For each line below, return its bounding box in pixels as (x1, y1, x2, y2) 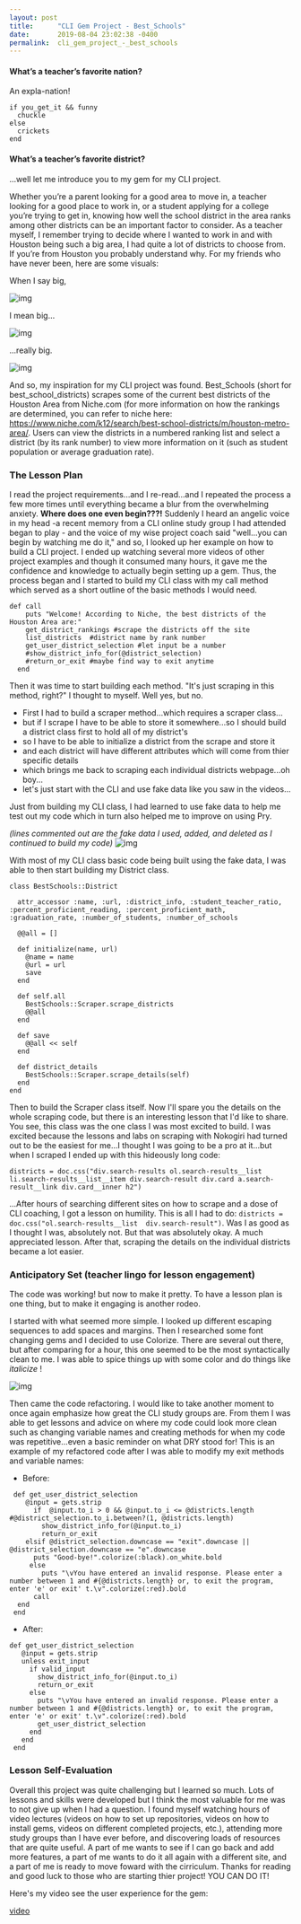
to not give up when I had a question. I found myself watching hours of (9, 1804, 271, 1814)
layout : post (9, 13, 58, 22)
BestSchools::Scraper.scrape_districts (25, 999, 175, 1008)
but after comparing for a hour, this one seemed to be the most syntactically (9, 1344, 290, 1356)
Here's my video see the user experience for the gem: (9, 1887, 209, 1899)
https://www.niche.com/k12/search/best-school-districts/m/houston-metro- (9, 417, 290, 428)
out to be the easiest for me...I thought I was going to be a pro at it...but (9, 1139, 272, 1150)
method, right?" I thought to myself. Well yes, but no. (9, 690, 203, 700)
